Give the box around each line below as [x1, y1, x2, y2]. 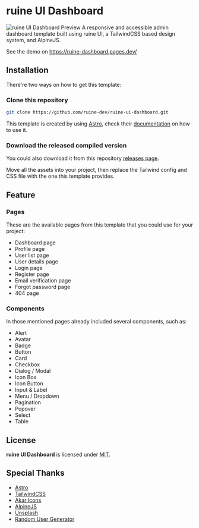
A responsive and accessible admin [82, 24, 169, 31]
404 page [14, 290, 39, 297]
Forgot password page [14, 283, 71, 290]
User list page [14, 252, 49, 259]
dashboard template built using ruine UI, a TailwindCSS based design [6, 30, 175, 37]
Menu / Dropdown [14, 392, 59, 400]
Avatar [14, 336, 31, 343]
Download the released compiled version [6, 141, 127, 149]
